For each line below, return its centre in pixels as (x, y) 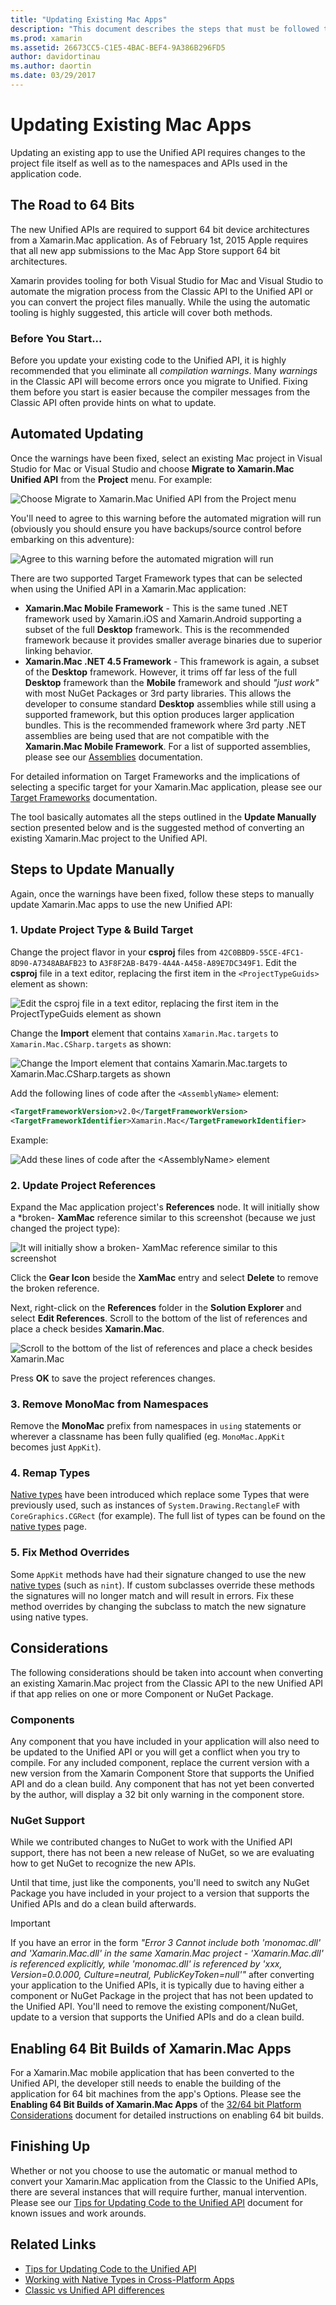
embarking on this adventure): (72, 539)
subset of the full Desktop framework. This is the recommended (157, 629)
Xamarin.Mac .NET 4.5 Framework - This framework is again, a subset (172, 661)
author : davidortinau (55, 57)
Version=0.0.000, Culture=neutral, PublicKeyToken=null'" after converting (162, 1975)
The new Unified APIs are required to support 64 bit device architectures (160, 229)
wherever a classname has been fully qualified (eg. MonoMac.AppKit (148, 1437)
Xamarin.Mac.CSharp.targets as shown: (91, 1043)
